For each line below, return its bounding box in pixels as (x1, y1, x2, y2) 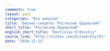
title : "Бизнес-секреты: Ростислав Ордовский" (5, 20, 101, 26)
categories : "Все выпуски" (5, 16, 60, 21)
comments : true (5, 7, 36, 12)
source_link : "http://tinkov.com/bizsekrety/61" (5, 34, 106, 39)
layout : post (5, 12, 32, 17)
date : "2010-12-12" (5, 39, 45, 44)
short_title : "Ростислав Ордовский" (5, 25, 79, 30)
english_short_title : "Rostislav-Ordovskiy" (5, 30, 97, 34)
